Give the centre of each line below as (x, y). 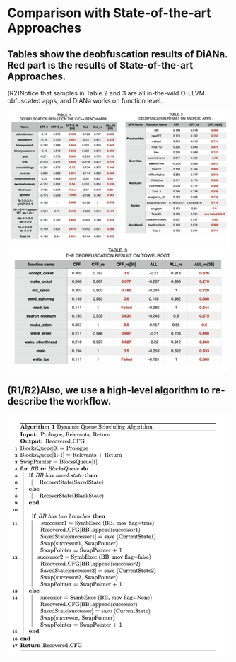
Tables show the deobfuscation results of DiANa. (118, 54)
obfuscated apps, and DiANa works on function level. (85, 101)
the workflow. (80, 401)
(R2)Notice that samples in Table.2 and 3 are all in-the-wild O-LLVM (106, 93)
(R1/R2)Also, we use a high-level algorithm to (108, 390)
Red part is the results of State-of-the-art (100, 65)
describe (27, 401)
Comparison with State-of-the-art (109, 13)
